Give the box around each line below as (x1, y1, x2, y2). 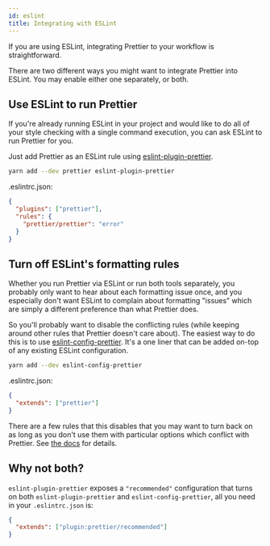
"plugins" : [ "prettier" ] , (15, 205, 103, 214)
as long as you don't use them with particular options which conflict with (8, 429, 250, 440)
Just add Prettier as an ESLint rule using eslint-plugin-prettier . (8, 152, 214, 161)
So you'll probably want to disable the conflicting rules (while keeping (8, 320, 240, 330)
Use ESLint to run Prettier (8, 98, 138, 111)
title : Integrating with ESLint (8, 19, 117, 27)
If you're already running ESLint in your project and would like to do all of (8, 119, 250, 129)
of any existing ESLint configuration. (8, 346, 129, 356)
